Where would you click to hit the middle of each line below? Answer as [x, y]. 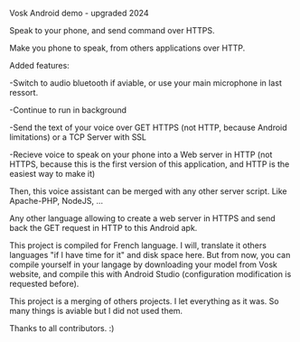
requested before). [44, 284]
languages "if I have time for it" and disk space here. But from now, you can [150, 255]
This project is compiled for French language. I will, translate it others [138, 245]
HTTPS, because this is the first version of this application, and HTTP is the [150, 164]
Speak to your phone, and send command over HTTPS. [112, 30]
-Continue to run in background [68, 110]
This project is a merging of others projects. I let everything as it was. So [144, 301]
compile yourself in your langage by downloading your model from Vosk [143, 264]
